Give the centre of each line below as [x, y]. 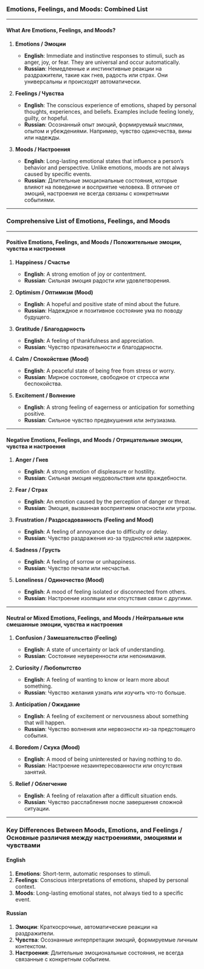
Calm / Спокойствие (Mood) [52, 359]
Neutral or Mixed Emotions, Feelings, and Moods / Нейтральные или [95, 618]
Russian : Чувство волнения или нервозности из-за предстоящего [110, 729]
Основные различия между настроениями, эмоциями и [94, 838]
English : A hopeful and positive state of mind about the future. [102, 304]
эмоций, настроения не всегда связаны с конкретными [96, 193]
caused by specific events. [58, 174]
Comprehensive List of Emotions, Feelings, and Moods [88, 221]
